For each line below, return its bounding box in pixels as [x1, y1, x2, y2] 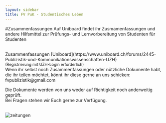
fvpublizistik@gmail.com [5, 77, 56, 83]
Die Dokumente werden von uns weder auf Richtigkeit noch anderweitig [5, 87, 153, 93]
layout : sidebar [5, 7, 39, 12]
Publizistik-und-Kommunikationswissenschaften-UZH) [5, 56, 117, 62]
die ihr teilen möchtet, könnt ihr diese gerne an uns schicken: [5, 72, 131, 78]
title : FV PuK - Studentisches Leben [5, 12, 84, 17]
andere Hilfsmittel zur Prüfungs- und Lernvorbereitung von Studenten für [5, 31, 156, 37]
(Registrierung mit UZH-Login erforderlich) [5, 62, 84, 67]
